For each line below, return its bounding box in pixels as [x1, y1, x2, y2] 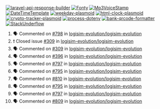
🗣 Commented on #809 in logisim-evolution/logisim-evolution [13, 98, 142, 104]
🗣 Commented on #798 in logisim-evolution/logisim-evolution [13, 30, 142, 36]
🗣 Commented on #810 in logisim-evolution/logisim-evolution [13, 75, 141, 81]
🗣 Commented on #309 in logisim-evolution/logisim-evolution [13, 45, 142, 51]
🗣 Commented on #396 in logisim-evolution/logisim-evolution [13, 53, 142, 59]
